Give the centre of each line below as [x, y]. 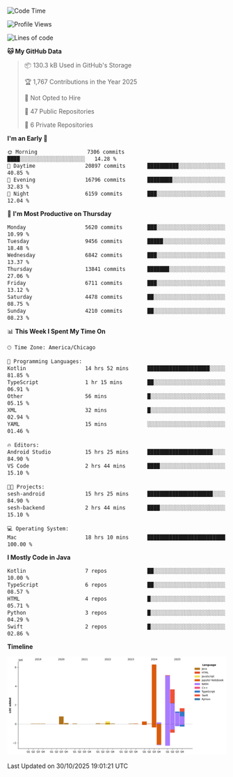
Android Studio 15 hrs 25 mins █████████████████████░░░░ [116, 452]
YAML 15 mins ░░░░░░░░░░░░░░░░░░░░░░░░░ [116, 424]
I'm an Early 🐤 [27, 138]
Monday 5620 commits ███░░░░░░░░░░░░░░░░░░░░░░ [116, 227]
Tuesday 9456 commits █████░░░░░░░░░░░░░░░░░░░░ [116, 241]
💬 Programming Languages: [45, 362]
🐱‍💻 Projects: [26, 487]
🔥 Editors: [23, 445]
